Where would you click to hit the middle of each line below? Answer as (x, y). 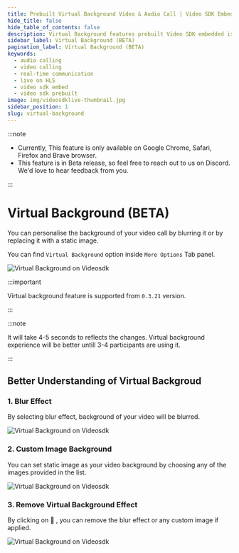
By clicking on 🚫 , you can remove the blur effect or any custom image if (113, 520)
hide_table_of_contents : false (54, 27)
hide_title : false (34, 21)
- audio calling (38, 61)
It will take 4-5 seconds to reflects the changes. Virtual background (106, 337)
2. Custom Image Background (60, 449)
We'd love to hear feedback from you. (73, 170)
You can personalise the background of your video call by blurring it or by (115, 233)
